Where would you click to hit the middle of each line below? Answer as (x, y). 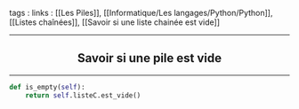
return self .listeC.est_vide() (83, 95)
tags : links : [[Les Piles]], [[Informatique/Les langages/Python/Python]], (141, 13)
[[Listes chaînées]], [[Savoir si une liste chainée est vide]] (115, 22)
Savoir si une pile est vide (149, 58)
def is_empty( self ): (48, 87)
